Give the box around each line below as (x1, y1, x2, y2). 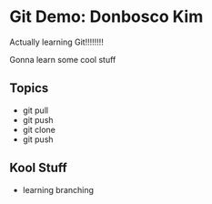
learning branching (22, 184, 94, 195)
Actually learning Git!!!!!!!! (9, 36, 105, 47)
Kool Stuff (9, 160, 68, 176)
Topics (9, 80, 49, 97)
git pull (22, 105, 48, 116)
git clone (22, 124, 56, 135)
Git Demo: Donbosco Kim (9, 6, 204, 27)
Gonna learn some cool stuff (9, 54, 116, 65)
